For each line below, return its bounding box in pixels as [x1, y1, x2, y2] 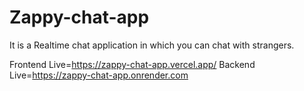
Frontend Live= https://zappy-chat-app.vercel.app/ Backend [9, 58, 256, 70]
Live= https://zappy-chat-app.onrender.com [9, 69, 189, 81]
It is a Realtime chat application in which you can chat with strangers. [9, 39, 295, 51]
